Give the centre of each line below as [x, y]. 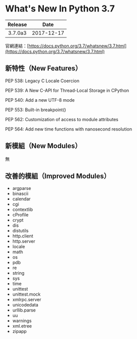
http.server [24, 241]
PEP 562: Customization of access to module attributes [62, 119]
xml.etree [22, 326]
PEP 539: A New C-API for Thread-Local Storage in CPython [67, 90]
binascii [20, 194]
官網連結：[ [17, 46]
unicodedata [25, 305]
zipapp [19, 332]
